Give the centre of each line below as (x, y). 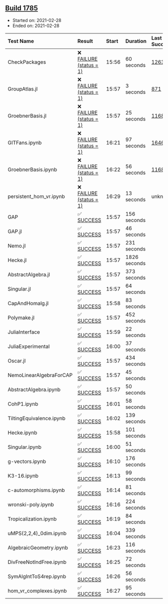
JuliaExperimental (29, 346)
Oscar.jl (17, 360)
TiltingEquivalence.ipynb (37, 418)
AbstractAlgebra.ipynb (34, 389)
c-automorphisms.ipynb (36, 490)
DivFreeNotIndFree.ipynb (37, 562)
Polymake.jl (21, 317)
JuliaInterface (24, 332)
